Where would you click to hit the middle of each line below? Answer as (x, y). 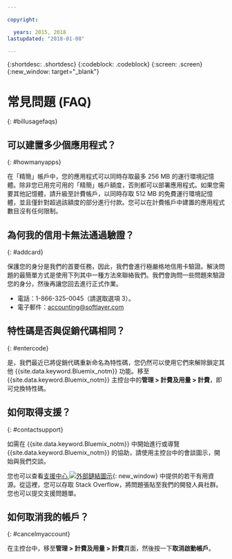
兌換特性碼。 (31, 388)
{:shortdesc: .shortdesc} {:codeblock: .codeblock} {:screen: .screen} (105, 64)
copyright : (23, 19)
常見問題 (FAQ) (49, 102)
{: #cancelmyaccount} (39, 534)
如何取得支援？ (39, 412)
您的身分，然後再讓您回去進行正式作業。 (65, 283)
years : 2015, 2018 (40, 32)
